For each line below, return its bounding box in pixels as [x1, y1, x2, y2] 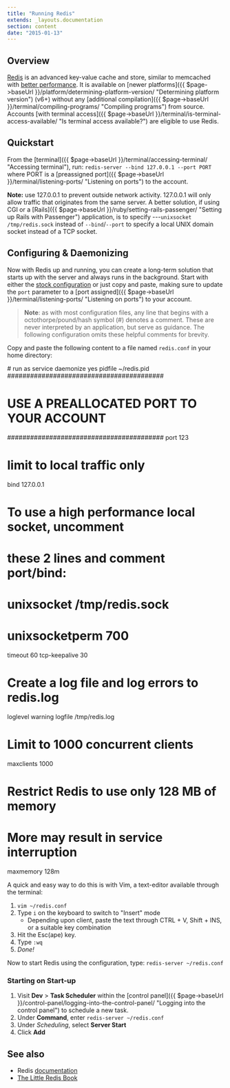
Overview [7, 54, 50, 66]
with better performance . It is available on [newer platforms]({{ [7, 81, 185, 89]
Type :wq [17, 938, 43, 947]
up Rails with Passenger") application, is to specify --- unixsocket [7, 212, 192, 221]
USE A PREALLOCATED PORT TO [7, 396, 198, 411]
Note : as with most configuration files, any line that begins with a [23, 308, 209, 316]
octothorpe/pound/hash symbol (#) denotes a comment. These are [23, 315, 215, 324]
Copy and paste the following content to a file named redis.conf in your [7, 343, 211, 352]
